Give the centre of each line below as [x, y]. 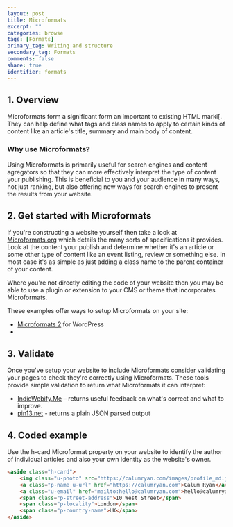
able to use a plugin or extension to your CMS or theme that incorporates [112, 290]
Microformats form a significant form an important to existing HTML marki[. [114, 117]
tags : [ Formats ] [31, 40]
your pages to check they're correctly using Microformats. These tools [108, 378]
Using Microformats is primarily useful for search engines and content [107, 165]
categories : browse [35, 33]
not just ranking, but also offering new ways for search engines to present [113, 186]
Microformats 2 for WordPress [60, 324]
